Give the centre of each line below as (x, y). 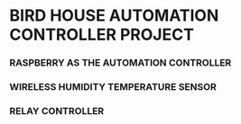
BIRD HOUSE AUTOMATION (114, 16)
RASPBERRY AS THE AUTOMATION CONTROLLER (120, 63)
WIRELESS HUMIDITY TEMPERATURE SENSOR (113, 87)
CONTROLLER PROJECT (102, 35)
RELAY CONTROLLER (57, 111)
